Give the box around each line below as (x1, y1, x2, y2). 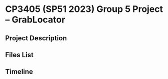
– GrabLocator (5, 14, 66, 25)
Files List (5, 51, 34, 59)
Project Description (5, 34, 67, 42)
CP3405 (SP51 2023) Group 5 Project (5, 3, 163, 15)
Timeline (5, 68, 34, 76)
